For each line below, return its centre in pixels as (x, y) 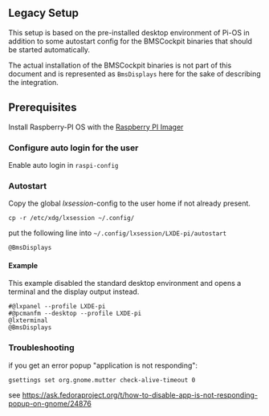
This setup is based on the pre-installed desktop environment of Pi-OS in (129, 32)
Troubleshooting (41, 348)
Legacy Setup (43, 13)
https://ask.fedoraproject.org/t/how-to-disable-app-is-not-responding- (140, 395)
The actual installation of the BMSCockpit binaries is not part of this (120, 65)
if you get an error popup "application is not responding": (103, 365)
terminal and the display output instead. (74, 292)
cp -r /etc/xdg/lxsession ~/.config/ (71, 218)
